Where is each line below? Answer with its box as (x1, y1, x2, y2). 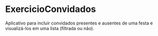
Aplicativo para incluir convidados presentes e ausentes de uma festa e (5, 20, 153, 26)
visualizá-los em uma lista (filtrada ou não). (5, 25, 94, 31)
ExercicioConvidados (5, 3, 96, 15)
